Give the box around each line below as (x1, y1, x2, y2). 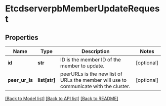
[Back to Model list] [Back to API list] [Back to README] (5, 96, 119, 102)
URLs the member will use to (60, 77, 127, 83)
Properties (5, 33, 39, 42)
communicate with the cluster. (60, 83, 131, 90)
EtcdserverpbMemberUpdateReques (5, 3, 160, 14)
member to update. (60, 62, 105, 69)
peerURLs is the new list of (60, 70, 123, 77)
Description (81, 48, 110, 54)
